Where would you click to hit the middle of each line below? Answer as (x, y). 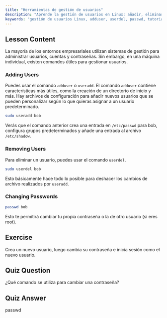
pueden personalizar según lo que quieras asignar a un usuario (70, 101)
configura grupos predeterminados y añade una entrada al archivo (73, 131)
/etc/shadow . (18, 136)
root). (11, 222)
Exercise (19, 238)
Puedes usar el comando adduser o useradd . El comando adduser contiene (81, 86)
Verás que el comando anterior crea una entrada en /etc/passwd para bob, (81, 126)
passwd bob (16, 207)
